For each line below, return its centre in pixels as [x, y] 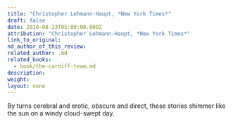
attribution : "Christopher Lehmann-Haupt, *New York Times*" [99, 33]
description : [26, 73]
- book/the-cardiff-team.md [55, 66]
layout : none [26, 86]
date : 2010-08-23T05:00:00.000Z [55, 27]
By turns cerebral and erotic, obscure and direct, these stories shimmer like [116, 106]
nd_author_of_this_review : [47, 46]
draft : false [26, 20]
